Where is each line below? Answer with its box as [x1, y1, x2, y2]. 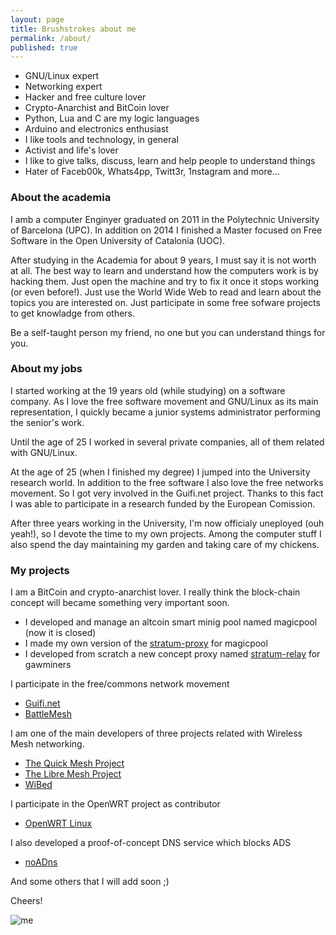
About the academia [10, 191, 112, 205]
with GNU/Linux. [10, 446, 78, 458]
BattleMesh [24, 708, 73, 720]
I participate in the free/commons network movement [10, 678, 230, 690]
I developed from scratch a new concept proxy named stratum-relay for [24, 648, 321, 660]
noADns [24, 856, 58, 868]
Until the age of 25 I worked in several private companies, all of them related [10, 436, 325, 448]
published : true [10, 42, 78, 53]
